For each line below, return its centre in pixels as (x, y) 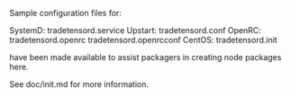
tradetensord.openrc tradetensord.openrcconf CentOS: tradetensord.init (143, 40)
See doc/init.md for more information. (79, 84)
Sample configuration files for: (65, 13)
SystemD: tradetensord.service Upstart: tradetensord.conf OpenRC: (135, 30)
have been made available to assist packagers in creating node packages (145, 57)
